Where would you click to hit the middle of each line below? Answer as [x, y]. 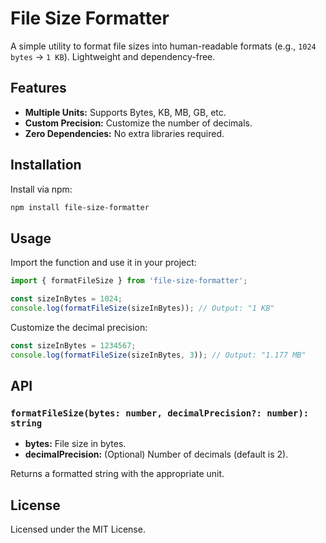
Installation [46, 165]
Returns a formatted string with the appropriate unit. [117, 474]
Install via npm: [41, 189]
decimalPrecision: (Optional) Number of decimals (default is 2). [156, 454]
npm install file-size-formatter [80, 207]
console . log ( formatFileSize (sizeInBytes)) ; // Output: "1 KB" [142, 308]
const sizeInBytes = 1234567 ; [73, 345]
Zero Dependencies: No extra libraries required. [124, 133]
